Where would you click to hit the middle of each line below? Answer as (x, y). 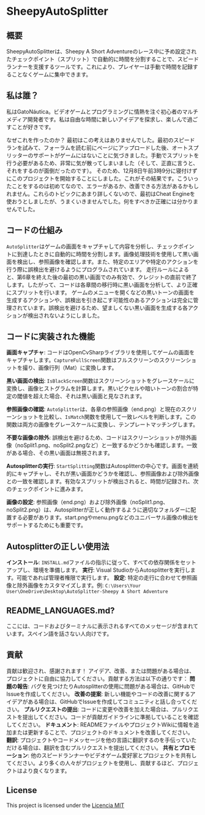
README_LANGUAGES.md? (61, 610)
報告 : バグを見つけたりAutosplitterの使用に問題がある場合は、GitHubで (106, 686)
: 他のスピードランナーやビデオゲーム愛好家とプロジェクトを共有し (112, 755)
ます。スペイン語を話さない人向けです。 (62, 634)
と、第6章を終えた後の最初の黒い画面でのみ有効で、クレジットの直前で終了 (102, 277)
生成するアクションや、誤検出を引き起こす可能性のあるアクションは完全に (100, 300)
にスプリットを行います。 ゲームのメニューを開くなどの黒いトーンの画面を (100, 292)
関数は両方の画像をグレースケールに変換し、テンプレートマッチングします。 (102, 424)
